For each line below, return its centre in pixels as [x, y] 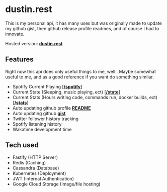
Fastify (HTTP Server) [35, 157]
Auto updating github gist [39, 113]
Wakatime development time [42, 129]
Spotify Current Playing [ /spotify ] [47, 86]
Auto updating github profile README [52, 108]
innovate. [15, 34]
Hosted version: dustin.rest [34, 43]
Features [19, 60]
